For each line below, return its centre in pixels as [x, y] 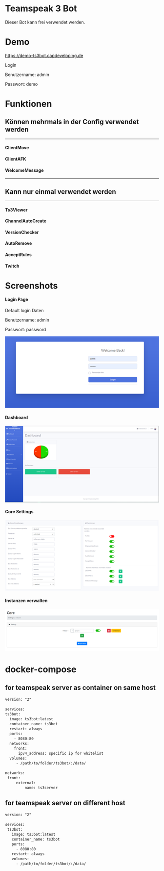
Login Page [17, 299]
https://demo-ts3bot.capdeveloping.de [44, 55]
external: [26, 783]
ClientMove [17, 148]
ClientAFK [16, 159]
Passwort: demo [21, 84]
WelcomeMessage [24, 170]
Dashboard [17, 417]
